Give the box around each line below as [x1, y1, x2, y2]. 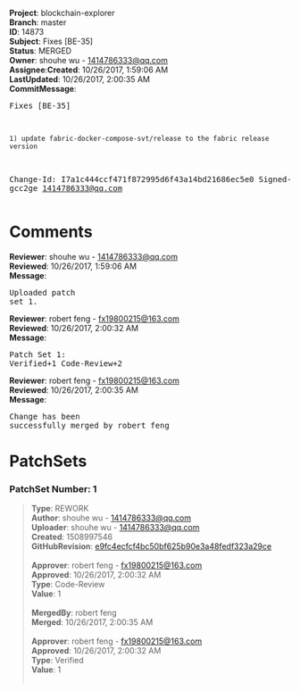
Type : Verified [30, 655, 85, 666]
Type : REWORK [30, 504, 89, 514]
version [9, 142, 38, 151]
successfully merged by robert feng [9, 420, 170, 430]
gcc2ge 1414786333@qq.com [9, 183, 123, 193]
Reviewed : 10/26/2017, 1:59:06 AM [9, 261, 137, 271]
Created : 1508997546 [30, 531, 113, 543]
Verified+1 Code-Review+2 [9, 358, 123, 369]
